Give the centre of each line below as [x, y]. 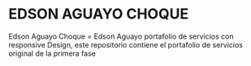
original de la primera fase [52, 53]
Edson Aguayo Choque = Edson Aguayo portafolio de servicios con [121, 36]
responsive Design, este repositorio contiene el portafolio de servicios [126, 44]
